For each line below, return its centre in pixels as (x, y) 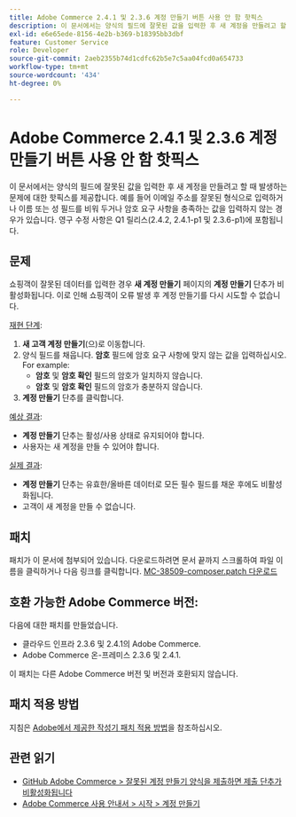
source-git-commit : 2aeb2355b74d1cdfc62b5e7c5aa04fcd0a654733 (126, 59)
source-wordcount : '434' (55, 75)
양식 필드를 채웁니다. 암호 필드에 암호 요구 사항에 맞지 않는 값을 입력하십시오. (154, 355)
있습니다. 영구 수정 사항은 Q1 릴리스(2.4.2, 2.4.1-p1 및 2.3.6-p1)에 (139, 219)
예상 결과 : (26, 417)
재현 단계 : (26, 326)
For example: (46, 365)
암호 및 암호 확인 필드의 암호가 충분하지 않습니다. (119, 387)
